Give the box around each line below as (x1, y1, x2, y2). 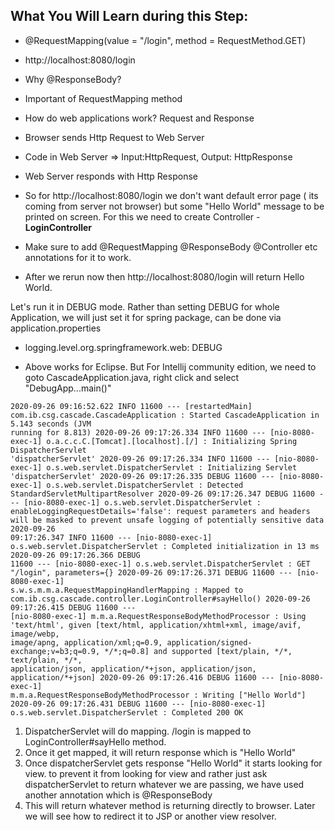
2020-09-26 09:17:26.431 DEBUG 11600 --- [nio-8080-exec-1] (10, 699, 267, 709)
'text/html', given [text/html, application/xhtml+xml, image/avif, (10, 620, 302, 630)
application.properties (10, 322, 102, 334)
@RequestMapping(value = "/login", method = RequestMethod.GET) (24, 34, 307, 46)
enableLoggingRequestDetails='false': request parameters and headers (10, 506, 311, 516)
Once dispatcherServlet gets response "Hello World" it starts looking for (24, 757, 323, 769)
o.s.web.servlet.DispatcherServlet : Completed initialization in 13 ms (10, 541, 320, 551)
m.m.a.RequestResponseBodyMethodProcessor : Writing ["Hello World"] (10, 690, 307, 700)
